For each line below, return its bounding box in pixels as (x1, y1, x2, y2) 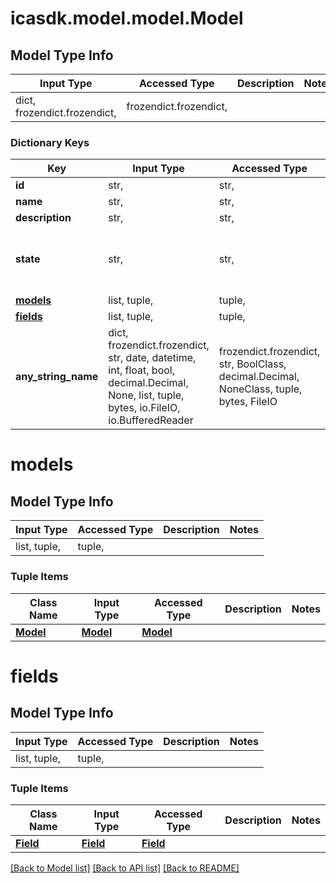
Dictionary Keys (10, 135, 90, 149)
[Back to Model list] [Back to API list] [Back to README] (10, 862, 240, 874)
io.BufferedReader (108, 413, 194, 427)
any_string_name (15, 370, 99, 384)
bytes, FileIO (218, 395, 278, 409)
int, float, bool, (108, 363, 175, 377)
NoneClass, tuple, (218, 382, 303, 396)
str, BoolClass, (218, 357, 287, 371)
